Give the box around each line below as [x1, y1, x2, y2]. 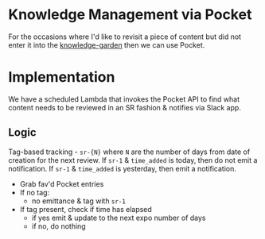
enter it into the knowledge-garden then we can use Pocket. [8, 40, 205, 49]
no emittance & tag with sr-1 [31, 196, 126, 206]
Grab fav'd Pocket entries [19, 179, 104, 188]
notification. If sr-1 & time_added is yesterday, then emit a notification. [8, 164, 236, 173]
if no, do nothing [31, 221, 86, 231]
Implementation [8, 68, 115, 87]
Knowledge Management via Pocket [8, 6, 252, 24]
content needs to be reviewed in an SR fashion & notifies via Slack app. [8, 102, 241, 112]
